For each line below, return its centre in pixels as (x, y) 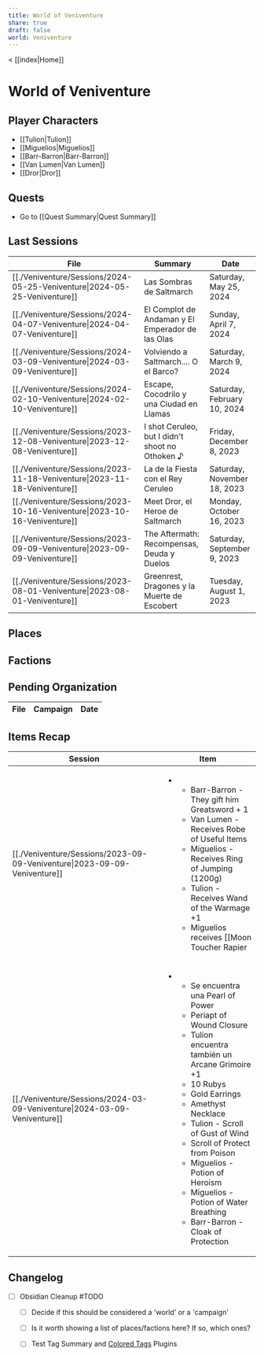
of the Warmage (220, 908)
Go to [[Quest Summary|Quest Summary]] (88, 217)
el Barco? (161, 371)
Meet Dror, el (168, 501)
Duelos (157, 563)
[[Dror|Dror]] (40, 173)
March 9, (226, 361)
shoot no (160, 446)
